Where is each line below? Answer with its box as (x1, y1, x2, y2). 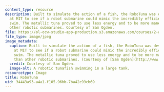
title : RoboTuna (5, 75, 38, 80)
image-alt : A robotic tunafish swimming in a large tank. (9, 66, 130, 71)
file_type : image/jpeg (5, 35, 51, 39)
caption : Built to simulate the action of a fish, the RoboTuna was (9, 43, 152, 48)
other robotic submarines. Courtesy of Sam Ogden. (9, 25, 115, 30)
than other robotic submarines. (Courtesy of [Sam (14, 57, 119, 62)
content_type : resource (5, 7, 54, 12)
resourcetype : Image (5, 71, 47, 75)
